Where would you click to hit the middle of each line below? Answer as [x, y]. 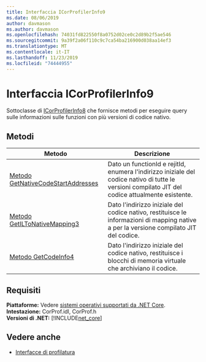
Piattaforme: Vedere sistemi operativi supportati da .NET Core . [86, 305]
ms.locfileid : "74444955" [39, 63]
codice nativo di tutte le [141, 180]
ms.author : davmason [33, 29]
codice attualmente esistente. [150, 195]
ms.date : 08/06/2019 [33, 18]
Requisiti [24, 290]
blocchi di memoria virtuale [147, 261]
